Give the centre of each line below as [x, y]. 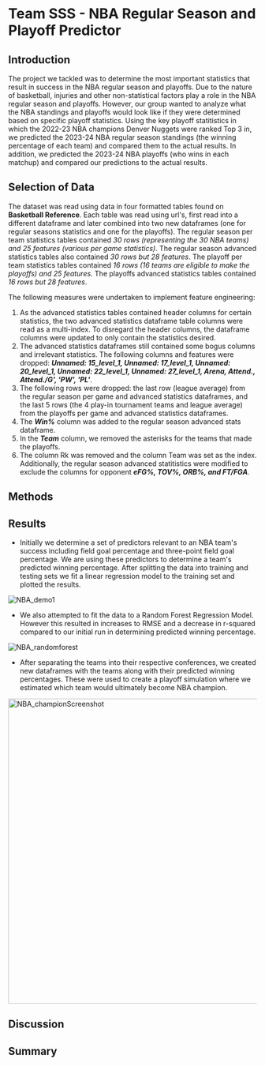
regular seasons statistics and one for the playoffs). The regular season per [131, 231]
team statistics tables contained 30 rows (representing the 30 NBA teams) [129, 240]
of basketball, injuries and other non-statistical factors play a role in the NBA [132, 95]
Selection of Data [51, 188]
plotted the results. [50, 584]
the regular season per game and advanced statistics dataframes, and [134, 396]
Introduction [39, 60]
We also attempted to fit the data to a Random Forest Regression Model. [136, 615]
